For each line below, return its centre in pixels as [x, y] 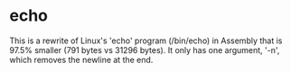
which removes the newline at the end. [81, 59]
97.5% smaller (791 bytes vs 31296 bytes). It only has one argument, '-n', [145, 49]
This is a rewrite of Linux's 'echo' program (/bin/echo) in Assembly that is [146, 40]
